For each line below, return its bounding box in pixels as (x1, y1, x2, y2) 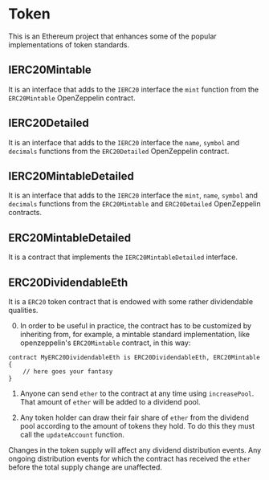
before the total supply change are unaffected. (8, 462, 163, 472)
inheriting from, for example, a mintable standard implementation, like (19, 330, 251, 339)
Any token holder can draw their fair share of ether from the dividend (19, 413, 249, 422)
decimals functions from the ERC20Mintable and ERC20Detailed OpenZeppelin (8, 199, 261, 209)
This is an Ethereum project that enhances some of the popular (8, 31, 217, 41)
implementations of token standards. (8, 39, 130, 49)
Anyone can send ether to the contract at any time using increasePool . (19, 388, 255, 398)
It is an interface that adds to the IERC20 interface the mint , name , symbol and (8, 190, 259, 201)
